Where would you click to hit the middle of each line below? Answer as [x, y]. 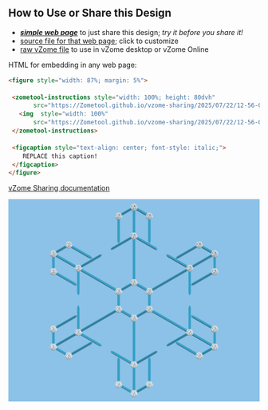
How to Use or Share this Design [90, 13]
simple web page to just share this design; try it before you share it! [131, 32]
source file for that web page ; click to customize [99, 41]
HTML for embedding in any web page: [73, 65]
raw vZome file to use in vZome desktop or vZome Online [114, 49]
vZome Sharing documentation [59, 188]
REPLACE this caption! [60, 156]
